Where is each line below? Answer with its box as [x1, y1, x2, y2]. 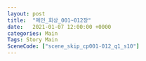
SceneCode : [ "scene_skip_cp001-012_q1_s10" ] [7, 43, 140, 50]
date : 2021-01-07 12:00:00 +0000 [7, 23, 112, 30]
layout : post [7, 10, 46, 18]
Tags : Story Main [7, 36, 58, 43]
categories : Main [7, 29, 58, 37]
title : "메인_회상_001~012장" [7, 17, 91, 24]
